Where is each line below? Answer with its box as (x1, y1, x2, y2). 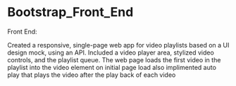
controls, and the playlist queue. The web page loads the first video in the (7, 55, 221, 64)
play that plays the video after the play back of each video (7, 71, 176, 79)
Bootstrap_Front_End (7, 4, 134, 20)
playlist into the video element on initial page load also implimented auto (7, 63, 217, 71)
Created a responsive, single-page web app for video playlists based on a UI (7, 41, 230, 49)
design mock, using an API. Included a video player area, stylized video (7, 48, 215, 57)
